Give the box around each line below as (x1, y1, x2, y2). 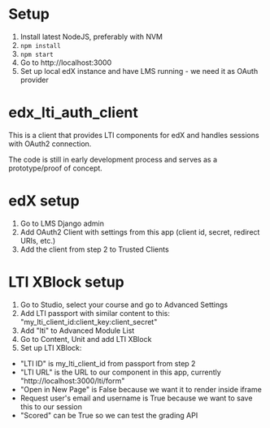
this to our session (20, 401, 83, 411)
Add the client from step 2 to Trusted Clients (20, 244, 169, 254)
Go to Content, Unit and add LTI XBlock (20, 334, 152, 344)
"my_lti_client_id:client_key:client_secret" (20, 317, 158, 326)
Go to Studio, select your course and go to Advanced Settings (20, 300, 229, 309)
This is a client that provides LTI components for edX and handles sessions (8, 130, 259, 140)
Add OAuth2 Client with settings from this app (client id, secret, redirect (20, 227, 260, 236)
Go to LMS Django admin (20, 218, 104, 228)
